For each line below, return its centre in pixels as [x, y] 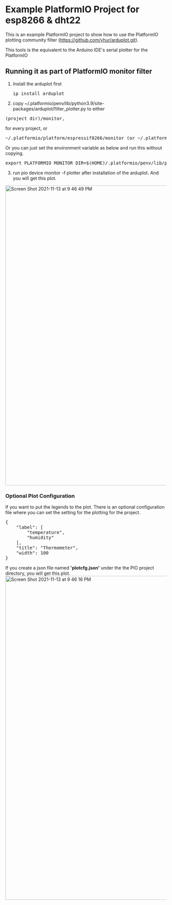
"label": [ [30, 528]
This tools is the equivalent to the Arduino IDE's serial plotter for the [77, 50]
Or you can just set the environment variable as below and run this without [84, 148]
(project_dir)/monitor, [35, 118]
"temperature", [46, 533]
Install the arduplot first [37, 83]
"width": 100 [32, 553]
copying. [15, 153]
